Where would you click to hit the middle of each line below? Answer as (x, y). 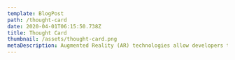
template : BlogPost (36, 13)
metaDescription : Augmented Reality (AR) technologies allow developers (115, 46)
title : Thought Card (37, 33)
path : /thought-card (37, 20)
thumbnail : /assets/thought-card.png (62, 39)
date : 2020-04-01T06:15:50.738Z (54, 26)
